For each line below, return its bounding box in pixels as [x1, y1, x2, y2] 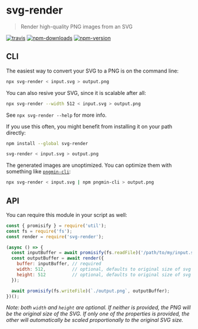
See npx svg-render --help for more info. [6, 111, 107, 119]
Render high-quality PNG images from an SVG [20, 23, 133, 30]
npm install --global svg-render [6, 140, 88, 146]
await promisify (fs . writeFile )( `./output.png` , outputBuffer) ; [11, 288, 170, 294]
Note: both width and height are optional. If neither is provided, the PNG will [6, 304, 191, 311]
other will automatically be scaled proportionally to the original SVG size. [6, 317, 184, 324]
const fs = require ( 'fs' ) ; [6, 228, 72, 234]
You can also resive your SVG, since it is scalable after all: [6, 89, 146, 96]
